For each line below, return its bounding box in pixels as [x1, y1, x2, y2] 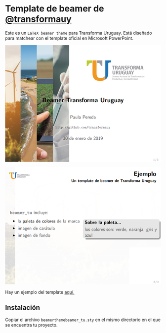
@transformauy [5, 13, 72, 25]
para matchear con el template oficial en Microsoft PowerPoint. [5, 35, 133, 41]
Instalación [5, 303, 41, 312]
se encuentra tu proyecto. [5, 322, 58, 328]
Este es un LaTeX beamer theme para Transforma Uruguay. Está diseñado [5, 30, 152, 36]
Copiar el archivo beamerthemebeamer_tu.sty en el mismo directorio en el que [5, 317, 161, 323]
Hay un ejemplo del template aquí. [5, 289, 75, 295]
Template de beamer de [5, 3, 104, 14]
